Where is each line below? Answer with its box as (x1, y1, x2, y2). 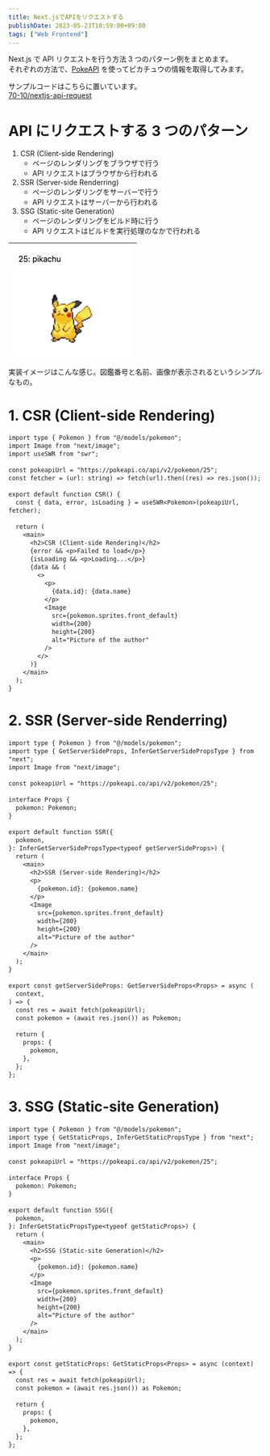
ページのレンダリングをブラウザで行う (31, 159, 160, 168)
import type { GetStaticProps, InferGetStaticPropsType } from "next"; (8, 1133, 254, 1142)
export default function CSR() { (8, 490, 121, 499)
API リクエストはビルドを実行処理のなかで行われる (31, 226, 201, 236)
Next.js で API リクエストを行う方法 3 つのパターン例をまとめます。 (8, 54, 233, 64)
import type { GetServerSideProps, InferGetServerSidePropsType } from (8, 747, 254, 756)
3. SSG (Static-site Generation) (8, 1098, 220, 1116)
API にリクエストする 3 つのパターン (8, 121, 248, 140)
